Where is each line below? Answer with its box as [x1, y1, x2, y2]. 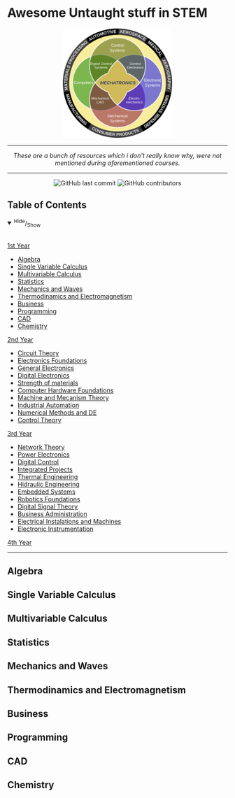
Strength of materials [17, 379, 78, 387]
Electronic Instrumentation [17, 525, 94, 533]
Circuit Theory [17, 349, 59, 357]
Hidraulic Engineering [17, 480, 80, 489]
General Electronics [17, 364, 75, 372]
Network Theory [17, 443, 65, 452]
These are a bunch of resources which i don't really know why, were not [13, 151, 222, 159]
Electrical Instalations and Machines [17, 518, 122, 526]
